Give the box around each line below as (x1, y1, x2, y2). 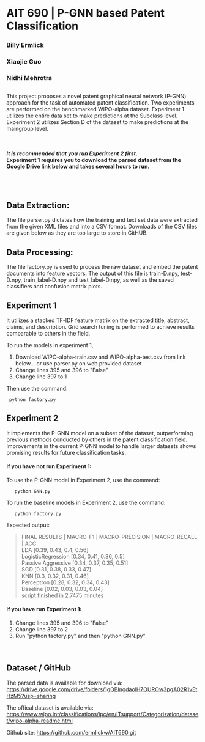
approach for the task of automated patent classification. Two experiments (6, 99, 195, 106)
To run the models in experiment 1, (6, 341, 94, 348)
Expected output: (6, 521, 50, 529)
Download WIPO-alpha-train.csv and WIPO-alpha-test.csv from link (15, 353, 186, 361)
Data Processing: (6, 247, 73, 257)
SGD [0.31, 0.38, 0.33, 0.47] (21, 565, 92, 573)
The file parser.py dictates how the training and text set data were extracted (6, 216, 198, 224)
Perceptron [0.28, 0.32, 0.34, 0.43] (21, 578, 110, 586)
